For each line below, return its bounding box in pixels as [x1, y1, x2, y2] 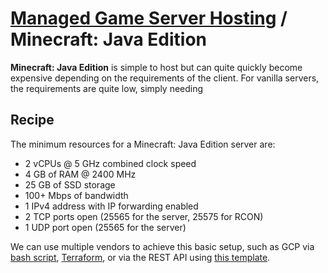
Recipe [10, 112, 55, 129]
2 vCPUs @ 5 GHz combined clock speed [24, 157, 197, 169]
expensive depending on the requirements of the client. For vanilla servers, [10, 72, 320, 84]
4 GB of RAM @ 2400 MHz [24, 168, 137, 180]
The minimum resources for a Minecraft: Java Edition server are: [10, 138, 276, 150]
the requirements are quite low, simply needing [10, 82, 204, 94]
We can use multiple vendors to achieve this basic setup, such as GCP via [10, 240, 315, 252]
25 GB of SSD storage [24, 178, 116, 191]
